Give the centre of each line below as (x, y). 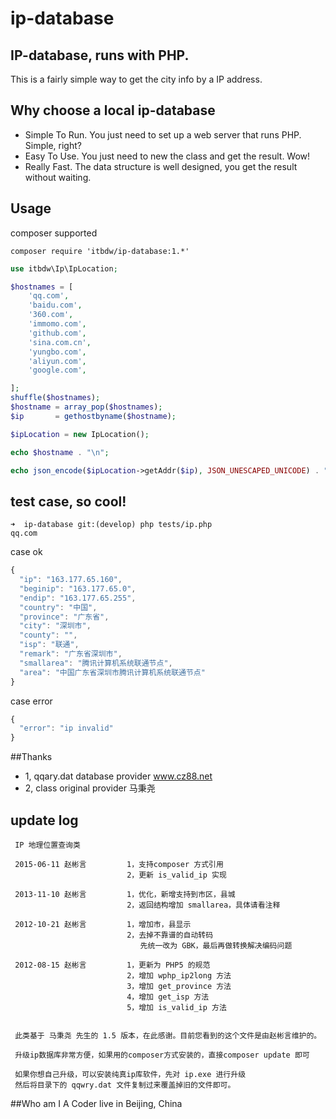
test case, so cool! (68, 501)
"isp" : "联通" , (49, 645)
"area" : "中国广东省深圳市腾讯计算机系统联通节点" (112, 672)
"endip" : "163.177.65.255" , (78, 598)
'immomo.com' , (57, 324)
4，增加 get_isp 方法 (168, 997)
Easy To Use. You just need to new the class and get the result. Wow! (167, 156)
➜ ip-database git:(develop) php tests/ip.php (111, 525)
